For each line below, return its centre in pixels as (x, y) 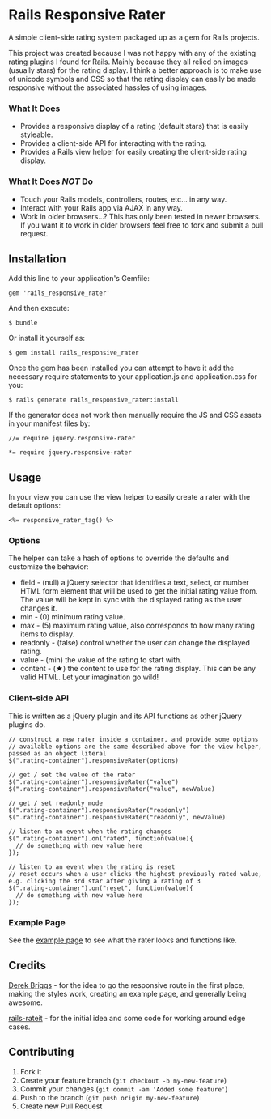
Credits (28, 966)
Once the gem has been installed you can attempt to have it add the (121, 368)
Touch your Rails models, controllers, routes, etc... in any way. (123, 199)
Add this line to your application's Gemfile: (79, 279)
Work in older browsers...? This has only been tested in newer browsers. (140, 216)
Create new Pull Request (61, 1106)
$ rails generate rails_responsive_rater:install (94, 400)
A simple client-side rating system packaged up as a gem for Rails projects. (134, 37)
